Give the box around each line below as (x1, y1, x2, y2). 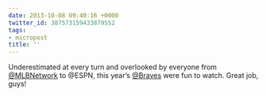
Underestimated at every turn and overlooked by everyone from (8, 62, 217, 72)
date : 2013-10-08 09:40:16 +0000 (8, 11, 119, 20)
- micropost (8, 33, 48, 42)
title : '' (8, 41, 41, 49)
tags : (8, 26, 26, 34)
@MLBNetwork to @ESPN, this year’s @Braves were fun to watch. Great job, (8, 71, 259, 80)
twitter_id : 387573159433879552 (8, 19, 115, 27)
